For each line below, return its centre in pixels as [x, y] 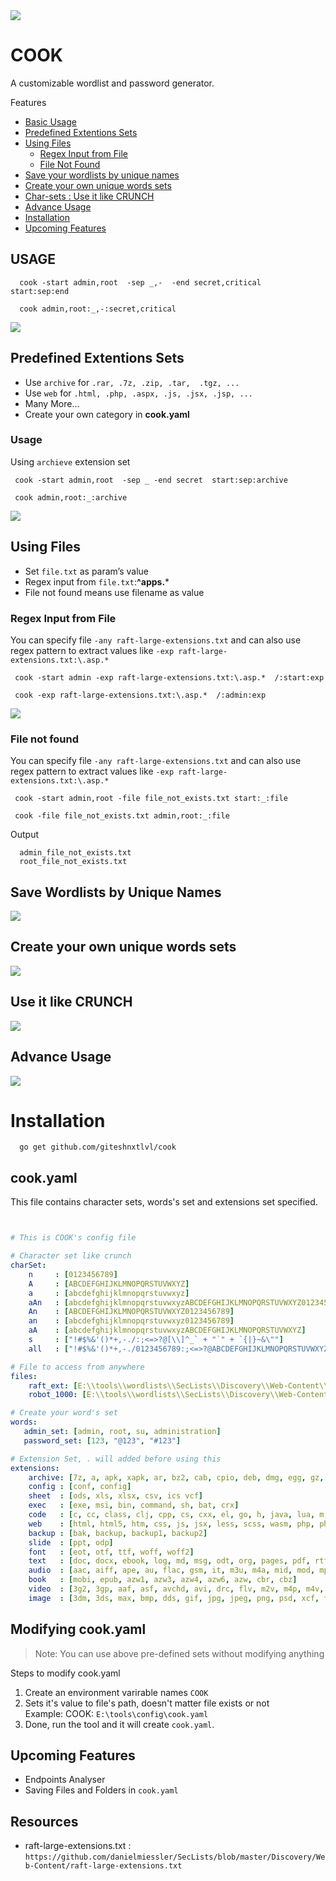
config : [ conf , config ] [80, 1487]
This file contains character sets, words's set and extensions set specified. [164, 1202]
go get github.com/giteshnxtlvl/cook [98, 1147]
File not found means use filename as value [114, 592]
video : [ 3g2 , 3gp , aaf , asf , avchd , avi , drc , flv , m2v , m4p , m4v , [176, 1589]
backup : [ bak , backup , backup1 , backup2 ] [118, 1533]
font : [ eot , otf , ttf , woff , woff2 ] [111, 1552]
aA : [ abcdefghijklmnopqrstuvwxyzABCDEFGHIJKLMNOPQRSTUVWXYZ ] [167, 1330]
